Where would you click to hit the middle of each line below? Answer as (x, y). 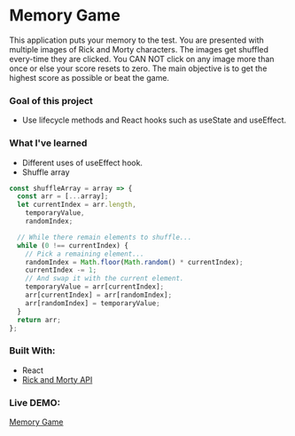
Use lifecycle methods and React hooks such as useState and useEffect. (154, 120)
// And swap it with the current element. (105, 279)
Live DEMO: (35, 402)
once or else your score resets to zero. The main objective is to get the (138, 68)
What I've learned (48, 143)
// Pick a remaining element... (85, 254)
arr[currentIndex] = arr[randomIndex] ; (99, 295)
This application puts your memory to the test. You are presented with (136, 40)
